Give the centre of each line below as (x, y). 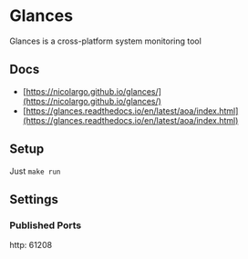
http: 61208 (31, 245)
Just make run (35, 171)
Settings (34, 199)
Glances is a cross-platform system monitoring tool (106, 41)
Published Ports (46, 225)
